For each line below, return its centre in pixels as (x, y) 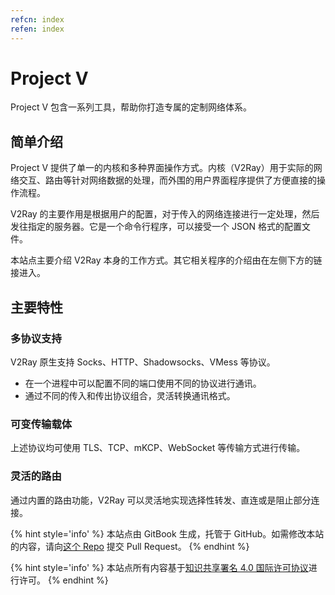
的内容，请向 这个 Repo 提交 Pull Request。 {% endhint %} (130, 546)
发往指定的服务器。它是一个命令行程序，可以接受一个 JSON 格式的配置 (156, 227)
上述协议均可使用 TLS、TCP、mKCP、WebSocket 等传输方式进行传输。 (158, 448)
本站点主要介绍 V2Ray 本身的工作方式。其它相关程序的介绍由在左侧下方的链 (166, 260)
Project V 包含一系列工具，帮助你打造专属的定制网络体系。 (131, 107)
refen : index (37, 29)
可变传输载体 (41, 424)
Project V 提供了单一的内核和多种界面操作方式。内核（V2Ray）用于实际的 (162, 168)
